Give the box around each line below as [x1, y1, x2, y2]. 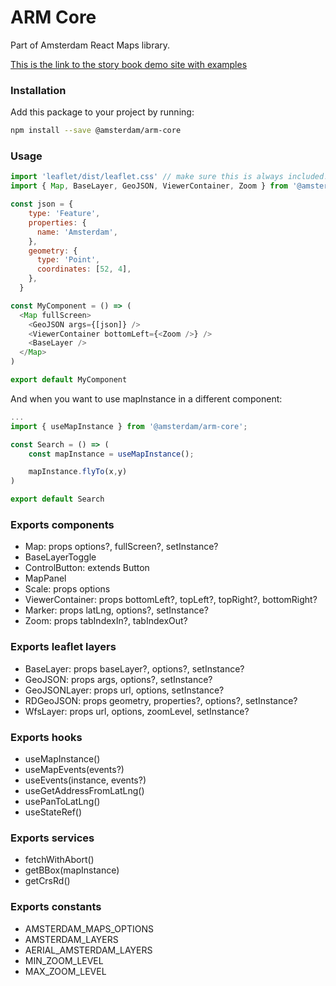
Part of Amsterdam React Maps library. [10, 39, 171, 51]
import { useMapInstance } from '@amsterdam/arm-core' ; [10, 421, 248, 431]
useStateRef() [24, 806, 83, 818]
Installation [10, 83, 67, 97]
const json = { [10, 199, 74, 210]
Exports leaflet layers [10, 640, 117, 654]
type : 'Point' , [36, 255, 101, 265]
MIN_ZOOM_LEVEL [24, 954, 104, 966]
